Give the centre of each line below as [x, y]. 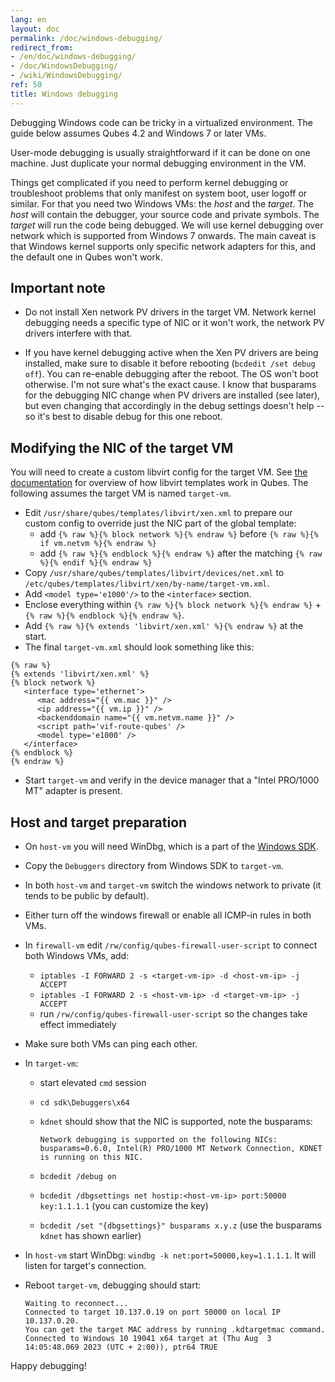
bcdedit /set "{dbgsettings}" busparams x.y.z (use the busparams [180, 1225]
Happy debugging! [48, 1366]
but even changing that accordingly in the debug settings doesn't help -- [174, 406]
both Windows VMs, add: [77, 956]
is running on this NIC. [91, 1157]
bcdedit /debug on [78, 1177]
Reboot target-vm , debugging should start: [113, 1285]
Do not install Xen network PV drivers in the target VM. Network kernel [170, 312]
